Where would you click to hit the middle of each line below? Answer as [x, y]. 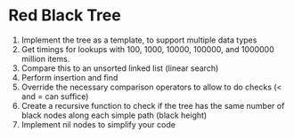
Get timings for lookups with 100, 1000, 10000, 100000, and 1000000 [148, 49]
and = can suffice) [55, 96]
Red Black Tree [65, 15]
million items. [45, 58]
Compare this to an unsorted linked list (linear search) [120, 68]
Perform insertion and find [69, 77]
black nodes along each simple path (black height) [114, 115]
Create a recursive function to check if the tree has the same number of [153, 105]
